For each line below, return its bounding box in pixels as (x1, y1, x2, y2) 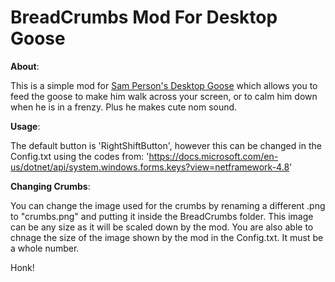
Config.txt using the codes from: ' (10, 150, 150, 162)
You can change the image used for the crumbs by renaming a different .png (10, 199, 326, 211)
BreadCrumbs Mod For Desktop (10, 6, 278, 29)
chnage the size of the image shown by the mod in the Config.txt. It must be (10, 231, 324, 243)
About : (10, 60, 40, 72)
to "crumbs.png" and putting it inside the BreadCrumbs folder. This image (10, 210, 314, 222)
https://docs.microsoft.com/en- (148, 150, 279, 162)
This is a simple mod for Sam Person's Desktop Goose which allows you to (10, 79, 318, 91)
